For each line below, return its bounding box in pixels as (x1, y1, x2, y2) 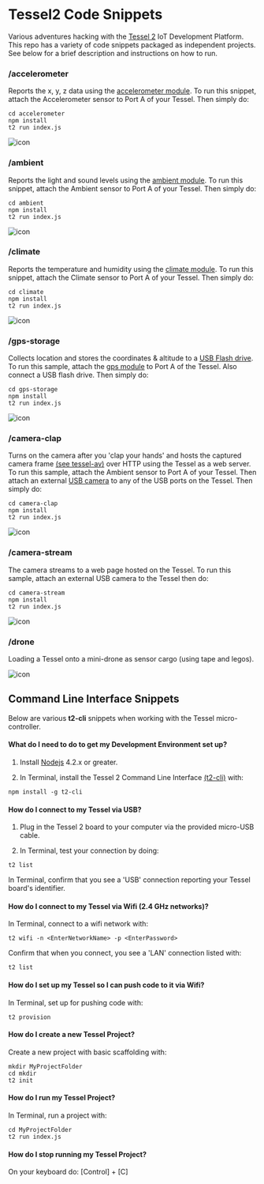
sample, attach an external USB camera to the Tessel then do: (8, 573, 209, 583)
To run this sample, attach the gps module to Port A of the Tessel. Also (8, 362, 238, 371)
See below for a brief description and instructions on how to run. (8, 48, 218, 58)
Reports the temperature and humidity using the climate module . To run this (8, 264, 254, 273)
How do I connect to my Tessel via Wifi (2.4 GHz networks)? (8, 901, 209, 911)
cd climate (8, 288, 44, 296)
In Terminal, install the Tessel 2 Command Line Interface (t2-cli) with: (19, 773, 244, 782)
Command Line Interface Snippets (8, 692, 180, 706)
